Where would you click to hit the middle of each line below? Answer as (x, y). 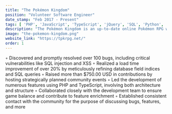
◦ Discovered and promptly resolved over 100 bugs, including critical (78, 58)
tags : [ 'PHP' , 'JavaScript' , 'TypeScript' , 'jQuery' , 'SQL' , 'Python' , (84, 24)
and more (15, 107)
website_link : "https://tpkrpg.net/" (46, 39)
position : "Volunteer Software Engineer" (50, 15)
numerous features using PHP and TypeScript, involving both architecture (83, 85)
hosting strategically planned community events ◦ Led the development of (84, 79)
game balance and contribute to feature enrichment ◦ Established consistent (86, 96)
